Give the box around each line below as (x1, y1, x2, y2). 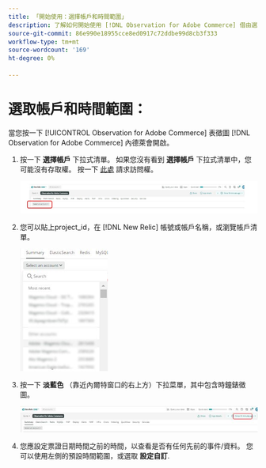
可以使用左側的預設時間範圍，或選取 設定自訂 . (19, 451, 170, 460)
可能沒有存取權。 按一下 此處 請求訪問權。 (19, 164, 158, 174)
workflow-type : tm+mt (8, 38, 80, 46)
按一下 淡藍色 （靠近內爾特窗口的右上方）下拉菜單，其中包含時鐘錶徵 (19, 379, 246, 389)
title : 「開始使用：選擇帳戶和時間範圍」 (8, 13, 128, 21)
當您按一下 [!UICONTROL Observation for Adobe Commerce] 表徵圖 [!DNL (8, 127, 251, 138)
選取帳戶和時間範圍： (8, 100, 148, 119)
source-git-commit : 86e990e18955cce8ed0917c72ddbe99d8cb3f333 (8, 29, 218, 37)
